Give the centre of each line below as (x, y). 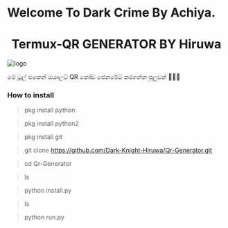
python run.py (44, 217)
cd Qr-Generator (48, 164)
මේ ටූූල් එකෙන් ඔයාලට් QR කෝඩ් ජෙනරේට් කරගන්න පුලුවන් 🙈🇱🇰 (94, 77)
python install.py (48, 191)
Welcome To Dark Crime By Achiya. (112, 13)
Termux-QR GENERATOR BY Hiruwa (116, 45)
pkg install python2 (51, 124)
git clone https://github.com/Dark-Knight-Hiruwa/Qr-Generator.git (118, 151)
